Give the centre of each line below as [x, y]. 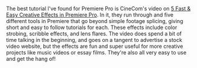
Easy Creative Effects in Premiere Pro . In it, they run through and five [90, 15]
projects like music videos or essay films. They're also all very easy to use [96, 52]
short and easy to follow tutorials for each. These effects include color [92, 27]
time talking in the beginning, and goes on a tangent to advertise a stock [94, 40]
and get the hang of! [31, 59]
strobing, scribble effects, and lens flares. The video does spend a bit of [94, 34]
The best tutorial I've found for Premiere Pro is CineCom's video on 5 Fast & [98, 9]
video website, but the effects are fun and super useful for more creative [95, 46]
